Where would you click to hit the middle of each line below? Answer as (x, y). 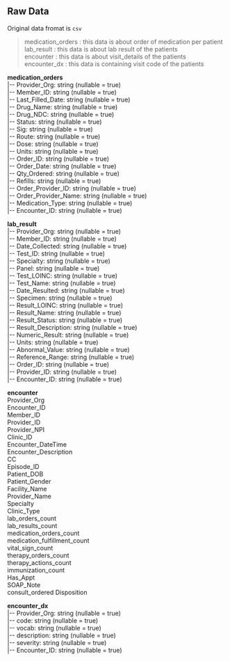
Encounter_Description (40, 452)
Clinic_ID (20, 437)
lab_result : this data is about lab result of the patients (101, 49)
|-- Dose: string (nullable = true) (53, 144)
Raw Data (28, 11)
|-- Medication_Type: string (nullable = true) (70, 203)
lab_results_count (32, 525)
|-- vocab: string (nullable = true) (55, 628)
